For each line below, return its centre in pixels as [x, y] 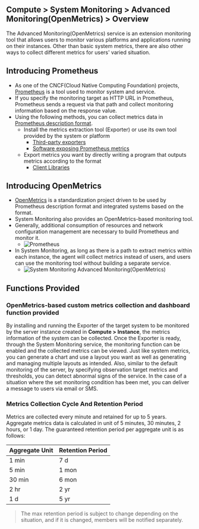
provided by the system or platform [67, 135]
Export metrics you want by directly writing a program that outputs [105, 154]
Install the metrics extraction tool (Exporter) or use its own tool [100, 129]
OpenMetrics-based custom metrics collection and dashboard [98, 305]
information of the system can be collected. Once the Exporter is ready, [94, 338]
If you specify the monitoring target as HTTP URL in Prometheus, [94, 98]
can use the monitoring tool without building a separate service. [93, 263]
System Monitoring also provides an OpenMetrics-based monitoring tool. [104, 219]
